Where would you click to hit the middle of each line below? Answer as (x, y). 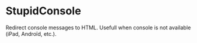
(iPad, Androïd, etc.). (31, 33)
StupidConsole (43, 11)
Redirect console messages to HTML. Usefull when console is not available (98, 27)
